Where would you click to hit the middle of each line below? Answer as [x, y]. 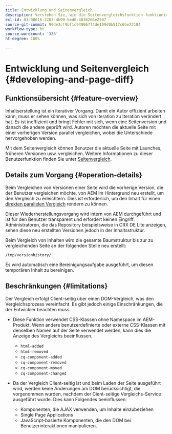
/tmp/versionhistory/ [28, 255]
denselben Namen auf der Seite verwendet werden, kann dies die [82, 330]
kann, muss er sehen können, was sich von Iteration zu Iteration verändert [83, 116]
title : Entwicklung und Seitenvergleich [49, 10]
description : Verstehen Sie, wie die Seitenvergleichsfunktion [74, 15]
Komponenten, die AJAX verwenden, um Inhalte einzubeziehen [87, 409]
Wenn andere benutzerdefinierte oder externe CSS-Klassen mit [99, 325]
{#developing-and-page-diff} [70, 80]
